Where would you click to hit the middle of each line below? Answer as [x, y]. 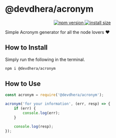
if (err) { [25, 109]
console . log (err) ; [41, 113]
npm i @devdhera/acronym [30, 68]
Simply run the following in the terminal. [45, 59]
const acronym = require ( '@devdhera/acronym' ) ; [55, 95]
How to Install [26, 48]
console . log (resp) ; [34, 126]
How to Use [23, 84]
